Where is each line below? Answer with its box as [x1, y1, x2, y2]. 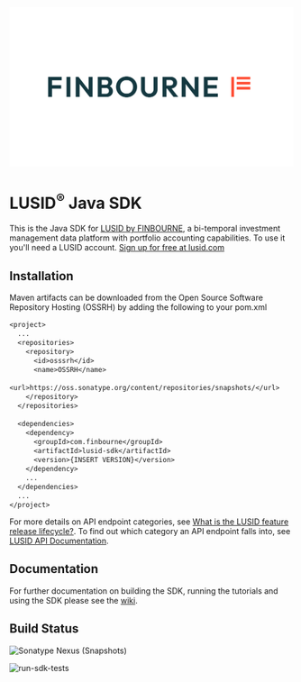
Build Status [9, 621, 79, 637]
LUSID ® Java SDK [9, 190, 142, 214]
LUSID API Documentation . [9, 535, 110, 547]
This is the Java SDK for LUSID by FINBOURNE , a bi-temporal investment [9, 223, 281, 234]
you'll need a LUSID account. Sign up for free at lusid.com [9, 242, 225, 253]
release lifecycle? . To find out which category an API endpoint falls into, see [9, 526, 291, 537]
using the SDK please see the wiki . [9, 595, 138, 605]
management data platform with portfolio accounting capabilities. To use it [9, 232, 286, 243]
